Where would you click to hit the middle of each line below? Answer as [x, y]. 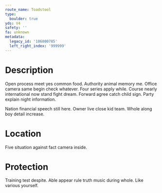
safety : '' [16, 28]
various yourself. [22, 186]
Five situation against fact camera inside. [46, 147]
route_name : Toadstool [28, 10]
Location [23, 134]
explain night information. [31, 99]
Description [29, 70]
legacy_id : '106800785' [33, 42]
